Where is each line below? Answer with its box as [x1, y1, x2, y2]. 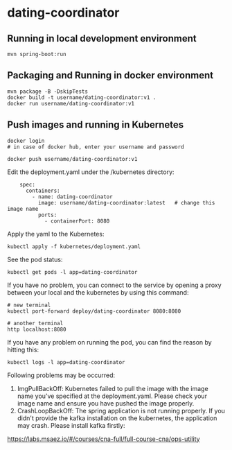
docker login [7, 137, 45, 144]
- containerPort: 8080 [44, 217, 110, 225]
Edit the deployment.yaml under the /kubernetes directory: [7, 168, 175, 176]
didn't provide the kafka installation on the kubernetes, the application [17, 414, 217, 422]
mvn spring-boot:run [7, 51, 67, 58]
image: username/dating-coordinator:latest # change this [37, 199, 215, 206]
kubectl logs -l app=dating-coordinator [7, 358, 126, 365]
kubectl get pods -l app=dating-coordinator [7, 268, 138, 275]
